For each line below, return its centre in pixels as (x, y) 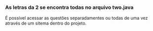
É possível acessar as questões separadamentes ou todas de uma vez (76, 18)
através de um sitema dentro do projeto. (46, 23)
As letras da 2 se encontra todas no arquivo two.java (69, 7)
